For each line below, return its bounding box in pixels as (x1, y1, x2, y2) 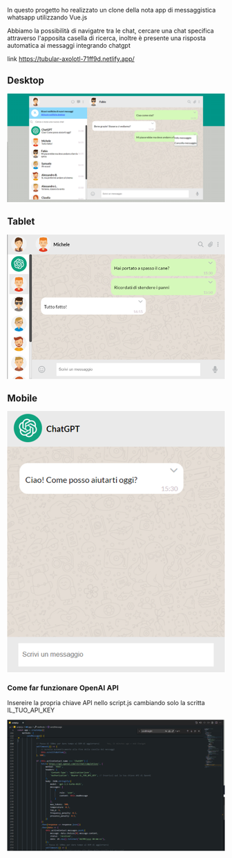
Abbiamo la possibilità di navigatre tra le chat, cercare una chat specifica (7, 27, 214, 35)
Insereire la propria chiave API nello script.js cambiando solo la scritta (7, 699, 205, 707)
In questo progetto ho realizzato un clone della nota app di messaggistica (7, 6, 216, 14)
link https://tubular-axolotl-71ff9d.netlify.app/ (7, 55, 135, 63)
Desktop (7, 75, 45, 86)
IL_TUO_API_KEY (7, 706, 55, 715)
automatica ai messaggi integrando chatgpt (7, 42, 131, 49)
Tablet (7, 216, 35, 228)
